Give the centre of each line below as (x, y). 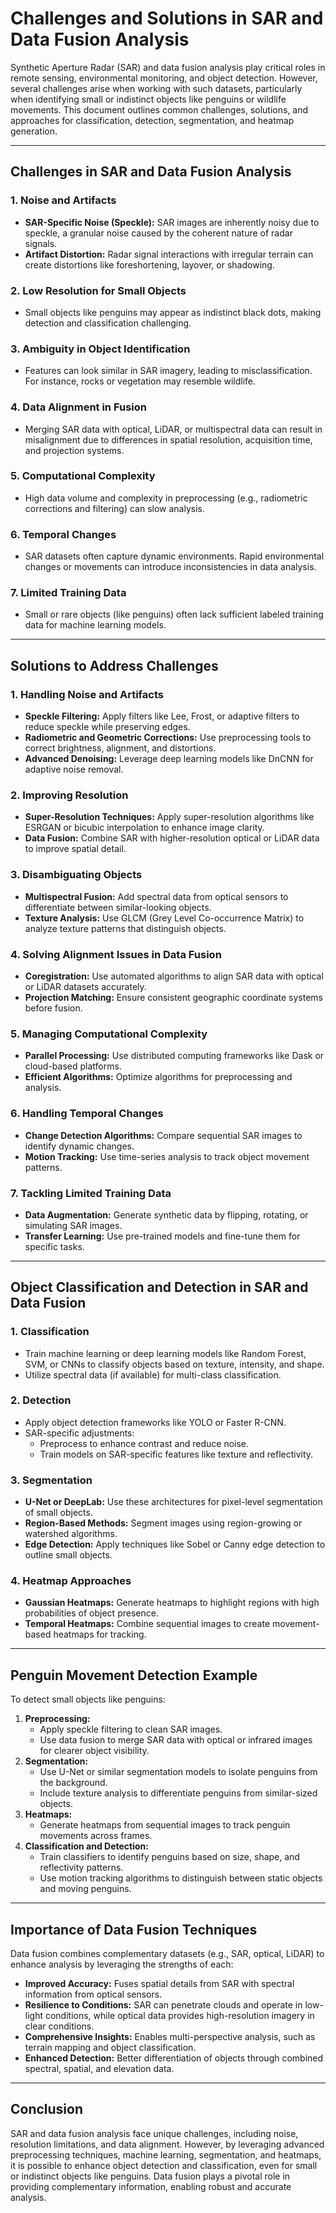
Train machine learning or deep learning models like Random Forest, (165, 1353)
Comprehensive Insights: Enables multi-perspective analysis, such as (170, 2037)
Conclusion (47, 2109)
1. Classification (50, 1332)
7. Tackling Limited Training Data (91, 1193)
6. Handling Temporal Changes (87, 1114)
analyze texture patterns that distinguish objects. (125, 928)
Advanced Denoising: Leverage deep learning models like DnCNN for (169, 759)
